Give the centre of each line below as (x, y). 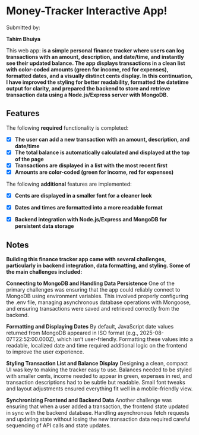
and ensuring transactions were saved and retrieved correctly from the (93, 309)
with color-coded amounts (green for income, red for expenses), (87, 69)
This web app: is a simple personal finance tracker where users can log (95, 50)
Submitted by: (23, 27)
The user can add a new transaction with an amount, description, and (102, 139)
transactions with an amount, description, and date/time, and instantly (95, 57)
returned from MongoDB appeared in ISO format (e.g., (72, 333)
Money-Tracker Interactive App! (87, 11)
